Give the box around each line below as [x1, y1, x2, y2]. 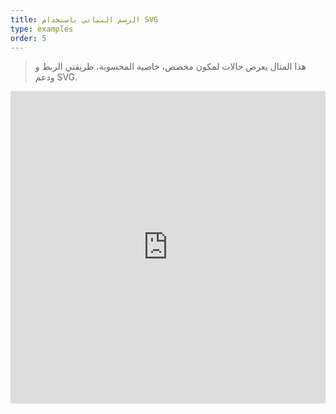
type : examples [10, 24, 74, 34]
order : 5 [10, 33, 47, 43]
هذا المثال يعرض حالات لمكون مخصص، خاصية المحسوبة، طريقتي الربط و [34, 61, 307, 73]
